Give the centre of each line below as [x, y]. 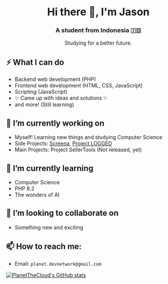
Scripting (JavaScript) [41, 92]
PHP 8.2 [24, 188]
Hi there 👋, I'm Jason [98, 12]
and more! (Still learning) [44, 104]
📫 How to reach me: [44, 247]
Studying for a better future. [98, 43]
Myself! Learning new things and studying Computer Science [88, 137]
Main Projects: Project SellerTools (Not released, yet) [78, 150]
